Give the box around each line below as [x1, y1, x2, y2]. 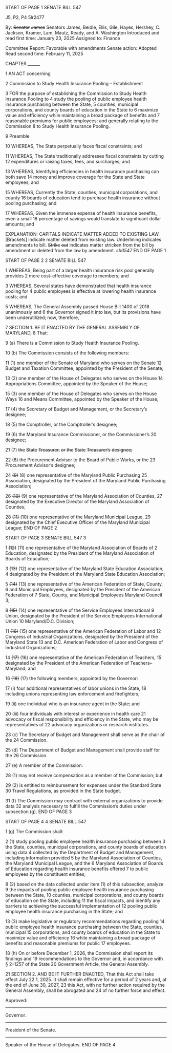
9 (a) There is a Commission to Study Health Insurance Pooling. [5, 340, 139, 346]
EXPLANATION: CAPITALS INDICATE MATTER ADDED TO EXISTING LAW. [5, 231, 160, 237]
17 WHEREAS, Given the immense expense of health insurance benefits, [5, 210, 157, 216]
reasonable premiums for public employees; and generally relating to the [5, 118, 159, 124]
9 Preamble [5, 133, 30, 139]
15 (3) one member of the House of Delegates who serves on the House [5, 390, 157, 397]
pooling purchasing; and [5, 200, 57, 206]
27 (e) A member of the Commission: [5, 762, 83, 768]
